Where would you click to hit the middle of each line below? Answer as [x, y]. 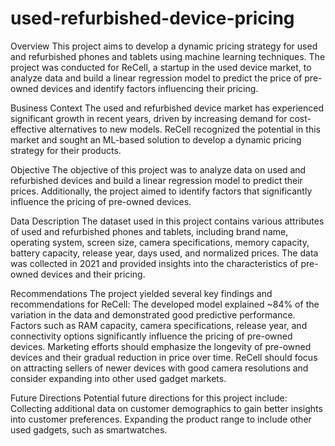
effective [28, 129]
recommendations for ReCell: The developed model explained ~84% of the [165, 304]
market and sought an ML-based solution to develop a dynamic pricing [156, 139]
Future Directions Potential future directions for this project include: [149, 398]
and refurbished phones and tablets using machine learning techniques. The [168, 56]
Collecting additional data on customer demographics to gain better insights [166, 408]
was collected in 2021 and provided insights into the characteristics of [154, 263]
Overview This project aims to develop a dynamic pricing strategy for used [164, 46]
